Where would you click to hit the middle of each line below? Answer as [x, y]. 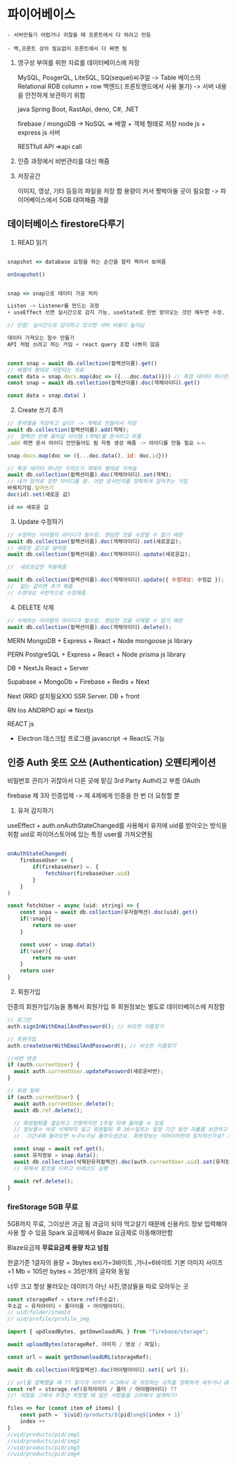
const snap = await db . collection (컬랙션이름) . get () [83, 363]
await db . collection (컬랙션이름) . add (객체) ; [68, 430]
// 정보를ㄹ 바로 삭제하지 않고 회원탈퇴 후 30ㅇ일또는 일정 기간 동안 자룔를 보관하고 [120, 1130]
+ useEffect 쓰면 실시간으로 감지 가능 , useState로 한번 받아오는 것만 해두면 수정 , [116, 313]
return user [37, 971]
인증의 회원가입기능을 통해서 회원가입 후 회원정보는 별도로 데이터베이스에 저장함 [116, 1007]
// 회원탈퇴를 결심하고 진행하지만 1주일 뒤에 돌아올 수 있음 [88, 1123]
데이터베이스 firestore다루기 [66, 224]
